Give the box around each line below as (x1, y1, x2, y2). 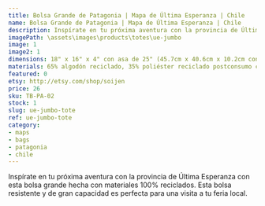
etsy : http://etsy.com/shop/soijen (8, 77, 125, 85)
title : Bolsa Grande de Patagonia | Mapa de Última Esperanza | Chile (8, 11, 245, 20)
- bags (8, 135, 30, 144)
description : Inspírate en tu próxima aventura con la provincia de (8, 26, 238, 34)
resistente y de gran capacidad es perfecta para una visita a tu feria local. (8, 189, 248, 198)
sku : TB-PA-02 (8, 92, 55, 100)
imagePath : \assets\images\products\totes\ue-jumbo (8, 33, 181, 42)
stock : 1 (8, 99, 37, 107)
